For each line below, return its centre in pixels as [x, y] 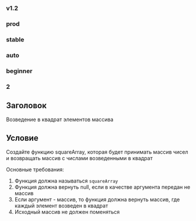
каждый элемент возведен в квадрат [61, 206]
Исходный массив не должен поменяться [67, 212]
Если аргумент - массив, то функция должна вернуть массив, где [97, 199]
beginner [19, 71]
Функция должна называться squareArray [66, 181]
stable [15, 39]
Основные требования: [35, 170]
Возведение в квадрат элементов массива [60, 120]
